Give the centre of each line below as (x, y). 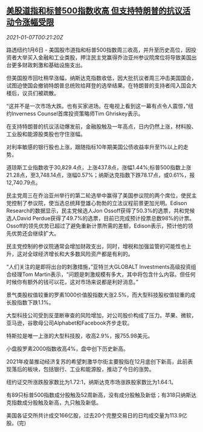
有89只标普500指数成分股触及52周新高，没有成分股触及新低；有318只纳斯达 (101, 395)
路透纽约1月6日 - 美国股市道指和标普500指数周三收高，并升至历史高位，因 (99, 50)
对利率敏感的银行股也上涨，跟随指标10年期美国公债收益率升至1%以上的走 (97, 147)
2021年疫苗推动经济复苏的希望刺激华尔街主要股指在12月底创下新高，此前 (97, 361)
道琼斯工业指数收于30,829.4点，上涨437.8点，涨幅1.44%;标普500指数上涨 (99, 167)
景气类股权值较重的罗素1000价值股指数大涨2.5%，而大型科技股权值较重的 (98, 295)
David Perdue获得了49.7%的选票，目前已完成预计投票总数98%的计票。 (106, 218)
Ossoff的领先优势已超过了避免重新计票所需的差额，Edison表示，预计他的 (97, 226)
